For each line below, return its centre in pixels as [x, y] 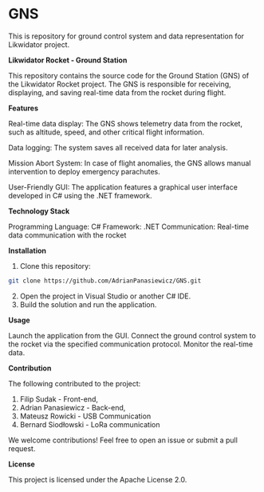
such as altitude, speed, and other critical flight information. [106, 132]
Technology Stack [39, 211]
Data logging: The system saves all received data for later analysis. [118, 147]
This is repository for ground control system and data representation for [126, 36]
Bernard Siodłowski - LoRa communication [90, 424]
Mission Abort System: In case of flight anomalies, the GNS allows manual [130, 163]
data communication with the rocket [67, 235]
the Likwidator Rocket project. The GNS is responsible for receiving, [120, 84]
